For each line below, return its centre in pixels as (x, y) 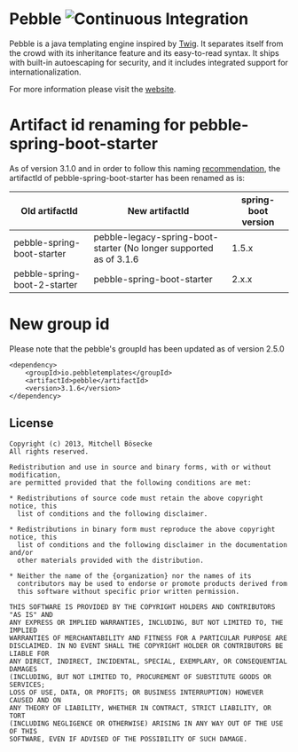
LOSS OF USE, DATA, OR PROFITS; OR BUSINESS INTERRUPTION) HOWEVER (137, 693)
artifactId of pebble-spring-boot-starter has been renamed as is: (127, 178)
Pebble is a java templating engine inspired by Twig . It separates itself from (146, 44)
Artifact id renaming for (98, 125)
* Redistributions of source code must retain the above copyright (137, 498)
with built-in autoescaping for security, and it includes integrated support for (149, 62)
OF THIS (24, 731)
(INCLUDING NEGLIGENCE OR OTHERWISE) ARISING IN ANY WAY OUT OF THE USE (146, 724)
